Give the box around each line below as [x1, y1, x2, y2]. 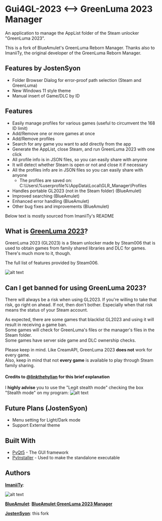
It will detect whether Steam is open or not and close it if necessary [12, 162, 148, 168]
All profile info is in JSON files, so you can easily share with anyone [12, 156, 147, 162]
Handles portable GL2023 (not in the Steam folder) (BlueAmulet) [12, 188, 142, 194]
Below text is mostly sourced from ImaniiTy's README [5, 213, 114, 219]
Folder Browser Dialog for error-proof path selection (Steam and [12, 77, 142, 83]
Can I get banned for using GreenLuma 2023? [5, 283, 146, 292]
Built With [5, 436, 36, 445]
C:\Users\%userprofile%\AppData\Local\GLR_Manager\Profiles [19, 182, 147, 188]
